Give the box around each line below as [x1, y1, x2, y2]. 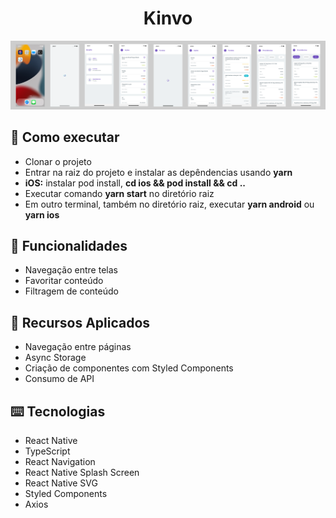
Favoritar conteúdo [24, 275, 104, 287]
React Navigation [24, 455, 96, 467]
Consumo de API [24, 373, 95, 385]
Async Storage [24, 352, 87, 364]
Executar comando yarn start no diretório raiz [24, 187, 215, 199]
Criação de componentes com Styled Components [24, 362, 234, 374]
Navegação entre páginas [24, 341, 132, 353]
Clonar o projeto [24, 155, 92, 167]
